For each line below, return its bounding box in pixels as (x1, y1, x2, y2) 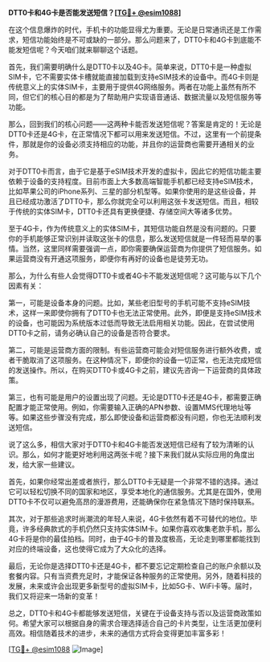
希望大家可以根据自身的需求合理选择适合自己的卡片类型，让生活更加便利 (22, 619, 262, 627)
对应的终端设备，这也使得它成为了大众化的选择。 (8, 544, 170, 554)
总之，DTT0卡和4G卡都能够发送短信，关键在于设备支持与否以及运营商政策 (8, 608, 255, 618)
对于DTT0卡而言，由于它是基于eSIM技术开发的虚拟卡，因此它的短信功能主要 (8, 166, 262, 176)
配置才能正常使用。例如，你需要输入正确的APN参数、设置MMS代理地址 (8, 403, 245, 412)
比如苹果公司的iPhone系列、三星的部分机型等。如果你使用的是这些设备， (8, 186, 250, 196)
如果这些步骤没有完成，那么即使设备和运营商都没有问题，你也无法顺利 (22, 413, 255, 422)
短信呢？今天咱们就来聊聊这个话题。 (22, 45, 142, 55)
